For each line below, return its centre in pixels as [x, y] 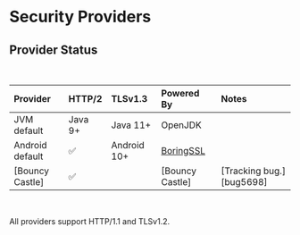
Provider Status [54, 50]
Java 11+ [131, 125]
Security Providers [80, 17]
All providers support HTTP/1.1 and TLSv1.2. [90, 221]
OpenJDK [181, 125]
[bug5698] [244, 182]
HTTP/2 [85, 99]
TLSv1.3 [129, 99]
